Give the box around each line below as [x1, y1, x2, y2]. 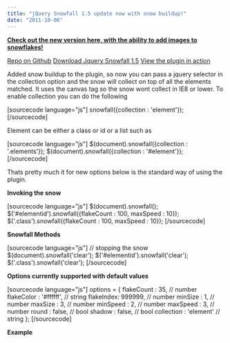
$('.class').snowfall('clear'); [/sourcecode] [7, 258, 127, 267]
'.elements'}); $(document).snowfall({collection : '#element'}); [7, 147, 184, 155]
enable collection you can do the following [7, 91, 128, 100]
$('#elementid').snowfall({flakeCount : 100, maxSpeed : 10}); [7, 209, 180, 218]
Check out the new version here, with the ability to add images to [7, 35, 198, 44]
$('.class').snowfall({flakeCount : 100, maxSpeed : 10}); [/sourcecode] [7, 216, 206, 225]
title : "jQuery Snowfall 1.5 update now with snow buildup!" [7, 10, 187, 17]
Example [7, 328, 33, 336]
